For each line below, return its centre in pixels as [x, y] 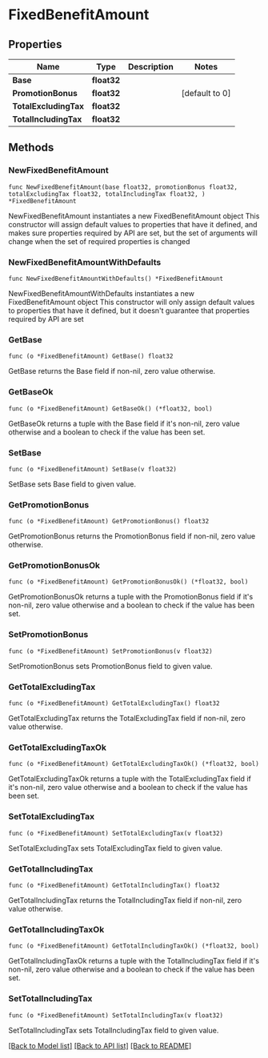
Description [150, 67]
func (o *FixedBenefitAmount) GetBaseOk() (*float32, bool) [111, 409]
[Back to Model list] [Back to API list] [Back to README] [100, 1045]
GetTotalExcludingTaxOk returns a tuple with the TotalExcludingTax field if [130, 779]
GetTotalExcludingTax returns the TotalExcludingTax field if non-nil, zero [127, 719]
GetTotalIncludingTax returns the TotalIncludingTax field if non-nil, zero [125, 900]
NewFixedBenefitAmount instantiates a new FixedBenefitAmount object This [134, 216]
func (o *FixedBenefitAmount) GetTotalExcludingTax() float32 [114, 703]
